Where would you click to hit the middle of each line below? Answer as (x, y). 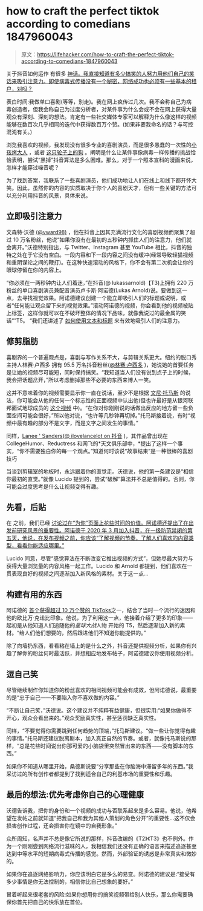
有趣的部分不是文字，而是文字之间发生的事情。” (80, 423)
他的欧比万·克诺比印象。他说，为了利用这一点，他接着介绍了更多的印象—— (100, 618)
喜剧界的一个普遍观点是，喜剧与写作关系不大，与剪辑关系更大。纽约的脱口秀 (101, 357)
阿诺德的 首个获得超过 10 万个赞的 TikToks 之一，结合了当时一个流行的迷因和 (101, 610)
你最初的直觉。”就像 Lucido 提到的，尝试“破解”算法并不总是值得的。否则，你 (100, 478)
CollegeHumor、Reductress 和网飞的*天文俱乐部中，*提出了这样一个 (92, 443)
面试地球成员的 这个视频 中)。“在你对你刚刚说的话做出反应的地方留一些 (100, 408)
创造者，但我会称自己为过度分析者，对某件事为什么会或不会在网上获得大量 (104, 109)
